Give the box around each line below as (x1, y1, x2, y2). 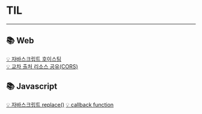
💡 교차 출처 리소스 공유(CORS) (6, 62, 78, 70)
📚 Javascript (6, 82, 58, 92)
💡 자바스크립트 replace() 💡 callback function (6, 101, 114, 108)
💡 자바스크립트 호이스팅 (6, 55, 62, 62)
